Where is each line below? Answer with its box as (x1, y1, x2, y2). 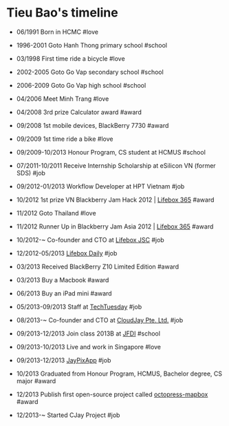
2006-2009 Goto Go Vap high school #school (16, 81, 146, 89)
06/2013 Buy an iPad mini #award (16, 289, 112, 298)
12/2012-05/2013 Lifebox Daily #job (16, 249, 118, 257)
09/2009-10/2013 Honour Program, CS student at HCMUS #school (16, 148, 206, 156)
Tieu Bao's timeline (6, 5, 118, 21)
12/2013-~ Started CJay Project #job (16, 411, 120, 419)
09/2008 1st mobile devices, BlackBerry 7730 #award (16, 121, 169, 129)
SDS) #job (16, 168, 46, 177)
